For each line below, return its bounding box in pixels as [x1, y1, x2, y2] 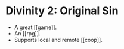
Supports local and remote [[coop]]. [14, 36, 103, 43]
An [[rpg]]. [14, 30, 41, 37]
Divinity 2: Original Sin [5, 4, 119, 18]
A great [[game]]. [14, 24, 57, 31]
